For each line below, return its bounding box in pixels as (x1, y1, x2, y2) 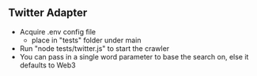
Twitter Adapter (8, 6, 88, 20)
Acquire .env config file (19, 27, 96, 36)
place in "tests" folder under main (31, 35, 142, 45)
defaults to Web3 (19, 60, 77, 70)
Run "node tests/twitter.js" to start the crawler (19, 43, 170, 53)
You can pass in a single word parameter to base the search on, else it (19, 52, 249, 61)
